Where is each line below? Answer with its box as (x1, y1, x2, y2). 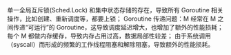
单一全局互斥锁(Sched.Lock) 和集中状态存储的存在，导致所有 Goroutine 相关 (7, 6, 223, 14)
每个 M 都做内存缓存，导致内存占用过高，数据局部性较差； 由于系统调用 (7, 32, 212, 40)
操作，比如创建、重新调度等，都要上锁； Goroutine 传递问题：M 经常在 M (7, 14, 216, 23)
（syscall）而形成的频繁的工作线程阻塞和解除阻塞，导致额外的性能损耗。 (7, 41, 214, 48)
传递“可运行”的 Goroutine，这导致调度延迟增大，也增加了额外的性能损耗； (12, 23, 224, 31)
